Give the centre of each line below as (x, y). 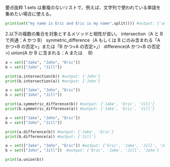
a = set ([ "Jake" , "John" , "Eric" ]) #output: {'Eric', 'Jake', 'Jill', (81, 146)
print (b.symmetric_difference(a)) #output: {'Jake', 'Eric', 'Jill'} (80, 109)
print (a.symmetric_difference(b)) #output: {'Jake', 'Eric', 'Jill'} (80, 104)
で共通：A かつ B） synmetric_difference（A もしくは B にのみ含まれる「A (83, 40)
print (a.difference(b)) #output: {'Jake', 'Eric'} (60, 132)
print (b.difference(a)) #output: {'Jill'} (51, 137)
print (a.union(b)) (25, 160)
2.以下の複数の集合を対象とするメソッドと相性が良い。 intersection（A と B (84, 34)
